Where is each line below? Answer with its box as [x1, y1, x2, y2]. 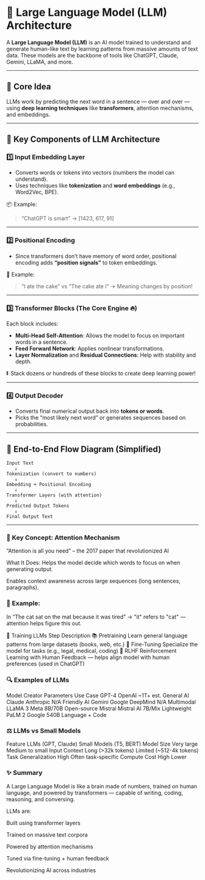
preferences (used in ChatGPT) [6, 660, 85, 667]
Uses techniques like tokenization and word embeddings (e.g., [15, 182, 176, 189]
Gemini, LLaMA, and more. [6, 58, 73, 65]
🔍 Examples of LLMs [6, 675, 70, 684]
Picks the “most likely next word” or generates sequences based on [15, 414, 186, 421]
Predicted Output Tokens [6, 503, 70, 509]
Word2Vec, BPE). [15, 189, 59, 196]
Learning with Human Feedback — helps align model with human [6, 653, 170, 661]
